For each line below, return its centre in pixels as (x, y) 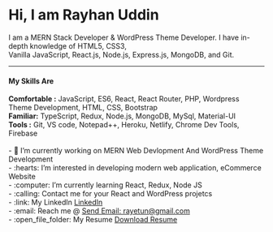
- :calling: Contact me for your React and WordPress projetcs (110, 194)
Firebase (23, 133)
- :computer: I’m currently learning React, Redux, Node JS (106, 185)
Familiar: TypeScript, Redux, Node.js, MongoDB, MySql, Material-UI (122, 116)
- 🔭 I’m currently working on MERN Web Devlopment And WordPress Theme (136, 151)
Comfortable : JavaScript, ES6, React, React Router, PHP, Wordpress (124, 99)
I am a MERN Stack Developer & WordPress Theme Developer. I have (124, 37)
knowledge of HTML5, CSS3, (78, 45)
